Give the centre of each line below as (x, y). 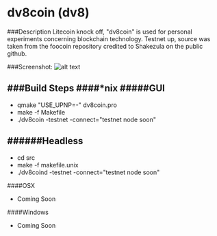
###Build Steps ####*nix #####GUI (86, 88)
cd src (26, 157)
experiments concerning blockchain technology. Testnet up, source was (109, 38)
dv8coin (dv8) (49, 13)
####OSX (21, 185)
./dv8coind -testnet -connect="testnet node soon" (88, 172)
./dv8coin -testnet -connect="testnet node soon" (86, 119)
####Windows (28, 212)
